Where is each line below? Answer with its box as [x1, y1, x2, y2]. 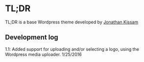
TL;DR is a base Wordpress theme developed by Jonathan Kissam [5, 19, 139, 25]
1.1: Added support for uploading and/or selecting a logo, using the [5, 46, 140, 52]
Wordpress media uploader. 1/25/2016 [5, 51, 82, 57]
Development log [5, 33, 59, 41]
